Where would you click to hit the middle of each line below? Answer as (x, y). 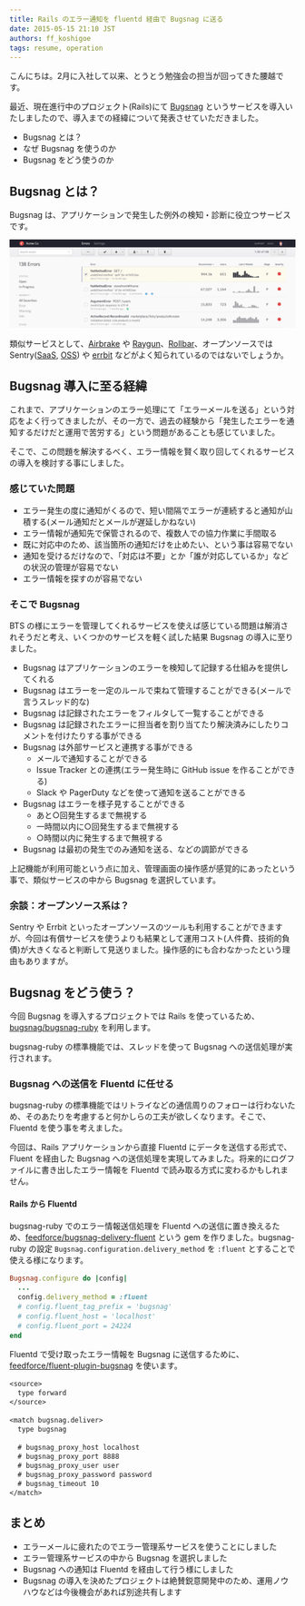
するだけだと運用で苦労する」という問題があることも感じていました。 (148, 432)
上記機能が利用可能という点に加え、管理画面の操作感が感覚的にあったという (152, 868)
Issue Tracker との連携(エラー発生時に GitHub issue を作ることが (157, 770)
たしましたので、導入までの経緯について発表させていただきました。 (137, 118)
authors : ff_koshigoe (50, 38)
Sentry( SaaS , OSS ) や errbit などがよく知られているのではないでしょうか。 (149, 355)
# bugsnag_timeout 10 (59, 1483)
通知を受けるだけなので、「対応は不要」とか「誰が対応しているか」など (155, 556)
